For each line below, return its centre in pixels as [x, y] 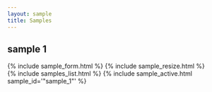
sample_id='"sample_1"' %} [47, 81]
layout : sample [30, 14]
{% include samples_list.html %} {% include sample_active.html [100, 74]
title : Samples [30, 21]
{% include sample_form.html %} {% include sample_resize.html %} [106, 66]
